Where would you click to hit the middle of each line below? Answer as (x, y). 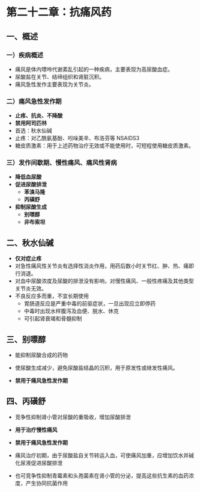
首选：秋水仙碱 (33, 131)
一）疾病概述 (25, 55)
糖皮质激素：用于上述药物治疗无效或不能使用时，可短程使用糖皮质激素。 (104, 146)
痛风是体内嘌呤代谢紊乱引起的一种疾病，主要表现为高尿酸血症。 (94, 69)
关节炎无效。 (31, 289)
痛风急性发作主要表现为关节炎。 (54, 84)
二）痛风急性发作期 (34, 101)
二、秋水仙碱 (30, 243)
